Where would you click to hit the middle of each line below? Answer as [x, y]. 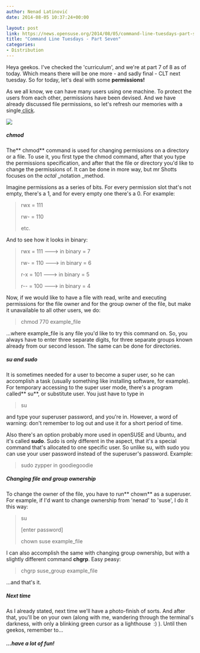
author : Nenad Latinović [37, 12]
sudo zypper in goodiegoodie [57, 465]
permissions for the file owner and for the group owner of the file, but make [99, 304]
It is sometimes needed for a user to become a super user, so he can [90, 375]
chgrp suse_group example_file [59, 571]
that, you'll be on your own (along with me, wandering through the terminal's [100, 617]
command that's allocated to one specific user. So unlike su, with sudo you [98, 447]
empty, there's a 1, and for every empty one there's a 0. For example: [91, 193]
